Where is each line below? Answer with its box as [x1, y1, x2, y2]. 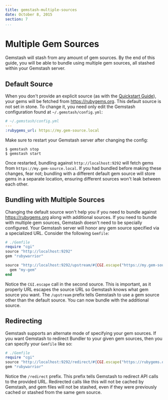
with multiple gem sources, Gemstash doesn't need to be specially [5, 219, 142, 225]
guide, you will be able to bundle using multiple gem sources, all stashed [5, 60, 155, 66]
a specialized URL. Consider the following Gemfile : [5, 230, 109, 236]
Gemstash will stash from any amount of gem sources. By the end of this [5, 54, 155, 60]
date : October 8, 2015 [5, 12, 52, 17]
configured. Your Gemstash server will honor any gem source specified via [5, 224, 159, 230]
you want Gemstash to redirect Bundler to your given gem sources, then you [5, 335, 162, 341]
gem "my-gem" [9, 267, 37, 272]
